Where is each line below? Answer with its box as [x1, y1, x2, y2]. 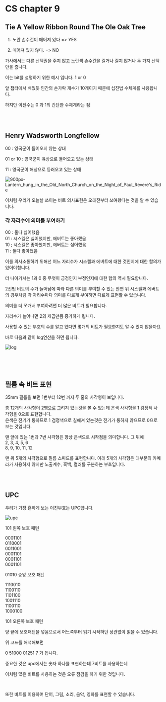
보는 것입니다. [5, 423, 32, 429]
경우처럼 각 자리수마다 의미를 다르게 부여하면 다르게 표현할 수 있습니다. [10, 292, 147, 298]
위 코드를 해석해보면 [5, 639, 44, 645]
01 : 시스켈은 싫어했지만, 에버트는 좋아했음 [5, 236, 87, 242]
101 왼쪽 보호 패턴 [5, 525, 40, 531]
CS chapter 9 [5, 3, 60, 14]
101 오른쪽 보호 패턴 [5, 618, 44, 624]
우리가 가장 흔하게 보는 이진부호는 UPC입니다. [5, 505, 94, 511]
